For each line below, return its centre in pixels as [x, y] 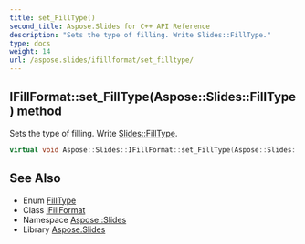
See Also [35, 178]
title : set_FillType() [53, 18]
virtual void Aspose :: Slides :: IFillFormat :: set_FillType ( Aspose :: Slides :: [155, 150]
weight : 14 [30, 52]
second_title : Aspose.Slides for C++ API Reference [110, 26]
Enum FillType [49, 200]
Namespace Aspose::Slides [74, 219]
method [39, 112]
